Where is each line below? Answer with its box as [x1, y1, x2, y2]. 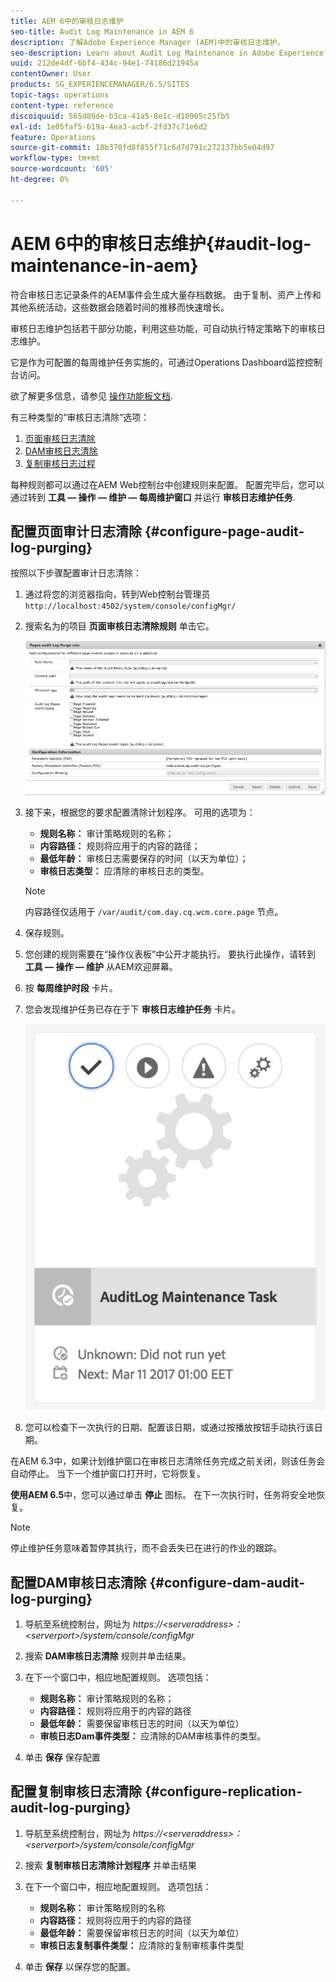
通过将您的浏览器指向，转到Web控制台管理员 [24, 588, 211, 600]
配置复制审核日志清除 [10, 1783, 142, 1800]
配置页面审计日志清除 [10, 523, 142, 540]
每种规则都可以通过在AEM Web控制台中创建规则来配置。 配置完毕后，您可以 [10, 478, 325, 490]
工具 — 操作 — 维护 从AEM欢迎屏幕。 [24, 960, 178, 972]
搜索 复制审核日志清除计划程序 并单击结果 [24, 1859, 197, 1871]
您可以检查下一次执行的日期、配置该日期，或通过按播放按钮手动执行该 [24, 1421, 315, 1434]
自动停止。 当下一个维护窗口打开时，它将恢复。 [10, 1468, 206, 1480]
